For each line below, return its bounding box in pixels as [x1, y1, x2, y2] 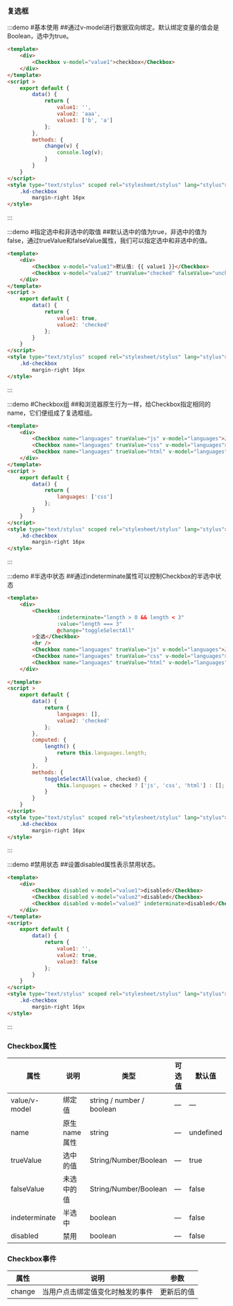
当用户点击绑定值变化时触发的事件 [42, 1287, 154, 1297]
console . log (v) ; [56, 149, 104, 156]
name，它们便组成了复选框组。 [7, 408, 96, 417]
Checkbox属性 [7, 1041, 57, 1050]
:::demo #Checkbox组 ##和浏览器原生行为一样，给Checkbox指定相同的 [7, 399, 212, 408]
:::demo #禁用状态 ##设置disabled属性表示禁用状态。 [7, 860, 159, 869]
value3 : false [56, 958, 98, 965]
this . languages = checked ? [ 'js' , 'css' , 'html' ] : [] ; [56, 782, 225, 789]
